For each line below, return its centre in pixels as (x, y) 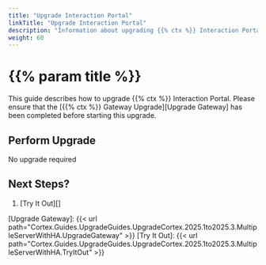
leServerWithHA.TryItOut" (50, 252)
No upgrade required (42, 159)
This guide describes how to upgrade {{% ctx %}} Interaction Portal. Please (132, 99)
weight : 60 (26, 38)
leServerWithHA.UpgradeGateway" (65, 235)
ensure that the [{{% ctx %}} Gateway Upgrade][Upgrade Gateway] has (125, 107)
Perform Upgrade (52, 140)
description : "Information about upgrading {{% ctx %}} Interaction (123, 30)
